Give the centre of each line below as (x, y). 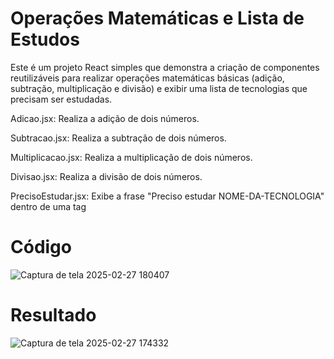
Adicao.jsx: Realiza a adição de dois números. (105, 118)
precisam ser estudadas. (61, 99)
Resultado (53, 315)
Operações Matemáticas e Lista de (157, 18)
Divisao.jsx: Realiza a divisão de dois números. (106, 176)
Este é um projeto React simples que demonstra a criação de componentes (165, 67)
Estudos (45, 39)
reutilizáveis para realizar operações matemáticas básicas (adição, (147, 78)
